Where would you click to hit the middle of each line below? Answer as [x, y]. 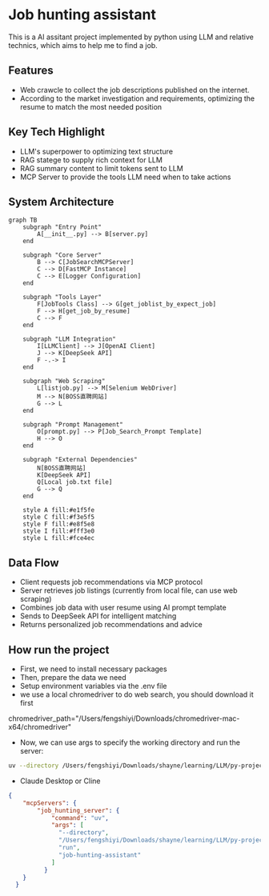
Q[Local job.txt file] [75, 482]
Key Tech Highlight [57, 132]
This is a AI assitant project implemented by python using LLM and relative [131, 37]
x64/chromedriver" [40, 727]
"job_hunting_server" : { [78, 810]
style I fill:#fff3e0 [58, 531]
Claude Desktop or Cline [60, 781]
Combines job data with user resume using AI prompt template [123, 608]
